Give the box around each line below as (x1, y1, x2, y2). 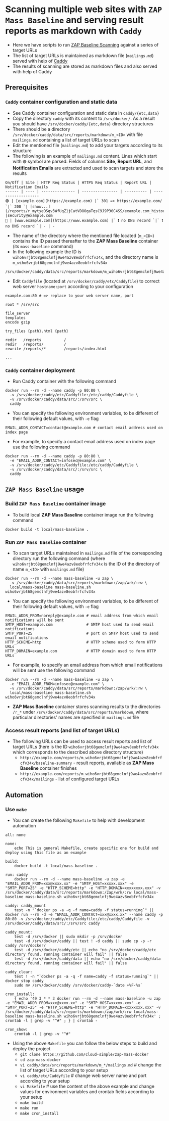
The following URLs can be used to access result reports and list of (12, 738, 152, 744)
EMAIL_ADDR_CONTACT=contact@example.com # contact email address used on (5, 425, 163, 430)
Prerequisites (5, 83, 48, 92)
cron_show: (5, 1027, 28, 1032)
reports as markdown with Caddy (5, 25, 142, 36)
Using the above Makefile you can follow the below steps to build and (12, 1040, 157, 1046)
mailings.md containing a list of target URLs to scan (12, 136, 119, 143)
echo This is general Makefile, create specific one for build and (14, 846, 158, 851)
